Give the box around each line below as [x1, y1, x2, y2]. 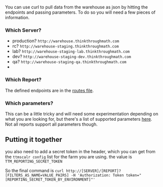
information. [5, 15, 30, 20]
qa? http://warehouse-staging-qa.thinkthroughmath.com [12, 59, 127, 65]
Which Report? [5, 76, 42, 83]
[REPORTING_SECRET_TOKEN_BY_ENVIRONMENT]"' [5, 177, 96, 182]
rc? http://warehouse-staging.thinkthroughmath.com [12, 43, 119, 49]
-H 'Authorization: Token [71, 173, 124, 178]
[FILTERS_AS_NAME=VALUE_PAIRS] [5, 173, 69, 178]
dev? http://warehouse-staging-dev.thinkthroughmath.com [12, 53, 132, 59]
